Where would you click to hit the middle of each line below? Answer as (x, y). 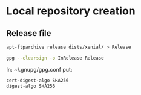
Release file (29, 33)
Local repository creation (71, 11)
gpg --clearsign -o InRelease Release (55, 58)
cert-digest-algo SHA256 (38, 80)
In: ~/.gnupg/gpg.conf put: (39, 69)
